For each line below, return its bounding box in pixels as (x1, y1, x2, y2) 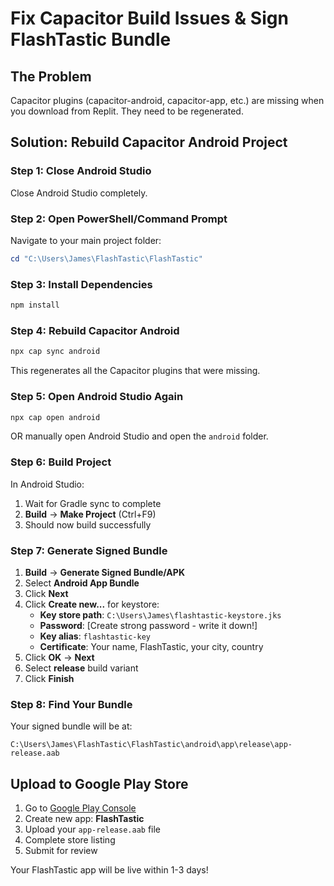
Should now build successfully (24, 518, 152, 531)
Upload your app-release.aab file (24, 823, 162, 836)
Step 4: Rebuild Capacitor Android (10, 323, 180, 337)
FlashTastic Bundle (10, 28, 172, 51)
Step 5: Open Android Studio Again (10, 390, 184, 404)
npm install (10, 300, 60, 311)
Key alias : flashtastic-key (39, 630, 151, 642)
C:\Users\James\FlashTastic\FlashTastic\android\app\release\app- (10, 740, 293, 750)
